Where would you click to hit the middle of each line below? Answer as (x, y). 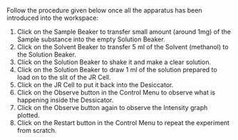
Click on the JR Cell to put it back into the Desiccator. (95, 85)
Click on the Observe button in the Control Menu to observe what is (116, 92)
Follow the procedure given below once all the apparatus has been (104, 10)
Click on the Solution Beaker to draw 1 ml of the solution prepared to (117, 70)
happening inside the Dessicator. (65, 100)
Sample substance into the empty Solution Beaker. (91, 39)
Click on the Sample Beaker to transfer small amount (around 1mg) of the (124, 32)
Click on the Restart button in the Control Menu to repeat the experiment (123, 123)
